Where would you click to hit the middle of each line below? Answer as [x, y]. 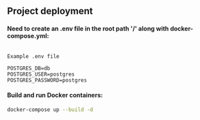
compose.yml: [28, 35]
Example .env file [33, 56]
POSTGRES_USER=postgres [41, 74]
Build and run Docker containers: [55, 95]
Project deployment [50, 11]
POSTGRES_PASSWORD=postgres [47, 80]
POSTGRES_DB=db [29, 68]
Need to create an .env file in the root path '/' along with [88, 28]
